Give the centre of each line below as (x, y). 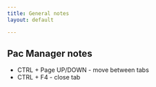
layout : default (30, 20)
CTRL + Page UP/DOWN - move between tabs (83, 70)
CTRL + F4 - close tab (49, 77)
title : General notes (38, 13)
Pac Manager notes (50, 53)
